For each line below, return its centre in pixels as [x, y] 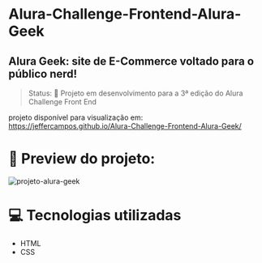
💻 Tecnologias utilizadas [95, 216]
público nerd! [43, 74]
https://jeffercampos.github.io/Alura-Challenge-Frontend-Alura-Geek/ [125, 126]
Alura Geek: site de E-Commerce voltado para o [131, 61]
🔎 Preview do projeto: [82, 159]
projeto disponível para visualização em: [76, 117]
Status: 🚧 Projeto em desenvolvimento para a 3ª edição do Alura [135, 93]
